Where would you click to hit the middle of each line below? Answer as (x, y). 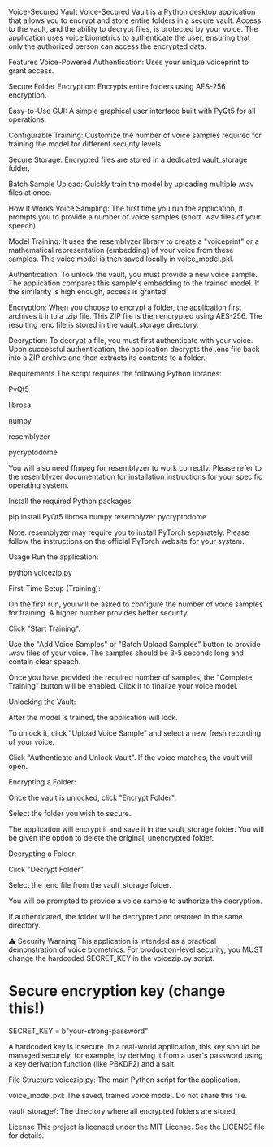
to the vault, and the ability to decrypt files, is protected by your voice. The (133, 29)
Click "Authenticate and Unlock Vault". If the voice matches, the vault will (130, 758)
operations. (28, 119)
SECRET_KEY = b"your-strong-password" (78, 1031)
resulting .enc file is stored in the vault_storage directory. (104, 325)
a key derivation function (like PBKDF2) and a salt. (92, 1063)
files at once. (30, 193)
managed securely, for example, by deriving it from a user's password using (136, 1055)
